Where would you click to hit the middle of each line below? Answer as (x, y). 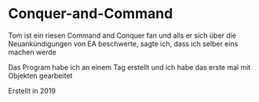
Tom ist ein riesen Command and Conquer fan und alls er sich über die (122, 35)
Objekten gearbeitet (40, 75)
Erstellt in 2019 (32, 90)
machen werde (32, 52)
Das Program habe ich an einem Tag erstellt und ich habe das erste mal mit (129, 67)
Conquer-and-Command (91, 14)
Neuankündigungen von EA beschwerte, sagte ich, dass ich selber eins (123, 43)
